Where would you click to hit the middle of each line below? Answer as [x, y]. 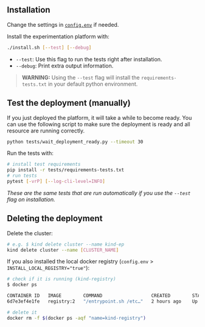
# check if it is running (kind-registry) [61, 279]
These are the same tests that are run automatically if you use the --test [99, 193]
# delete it [22, 312]
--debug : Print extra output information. [64, 66]
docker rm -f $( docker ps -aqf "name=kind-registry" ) [77, 318]
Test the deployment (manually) [69, 103]
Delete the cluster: [30, 233]
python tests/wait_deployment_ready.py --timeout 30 [75, 142]
